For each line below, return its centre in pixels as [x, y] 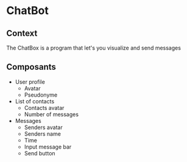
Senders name [42, 134]
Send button [40, 153]
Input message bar [48, 147]
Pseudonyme [41, 95]
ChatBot [27, 11]
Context [22, 33]
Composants [31, 67]
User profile [30, 82]
